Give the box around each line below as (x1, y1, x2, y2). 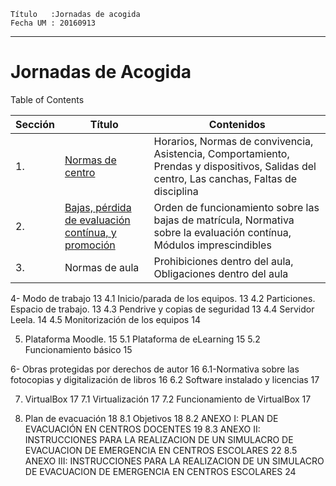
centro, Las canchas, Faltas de (153, 171, 298, 185)
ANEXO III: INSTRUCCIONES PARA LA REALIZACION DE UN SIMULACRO (24, 455, 325, 467)
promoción (64, 238, 116, 252)
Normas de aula (64, 260, 140, 274)
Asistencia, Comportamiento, (153, 146, 290, 160)
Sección (15, 117, 55, 131)
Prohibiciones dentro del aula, (153, 254, 294, 268)
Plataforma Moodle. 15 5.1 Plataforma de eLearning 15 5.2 (24, 333, 261, 345)
